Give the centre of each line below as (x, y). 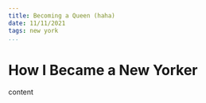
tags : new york (33, 30)
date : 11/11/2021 (37, 23)
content (21, 92)
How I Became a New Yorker (103, 70)
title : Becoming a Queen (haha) (62, 16)
